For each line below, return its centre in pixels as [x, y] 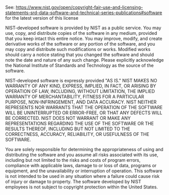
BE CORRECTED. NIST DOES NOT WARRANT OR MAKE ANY [68, 118]
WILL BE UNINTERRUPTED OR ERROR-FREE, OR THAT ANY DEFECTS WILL [84, 113]
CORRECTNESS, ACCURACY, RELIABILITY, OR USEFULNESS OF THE [77, 134]
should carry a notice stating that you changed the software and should [79, 55]
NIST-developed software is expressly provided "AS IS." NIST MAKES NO [81, 81]
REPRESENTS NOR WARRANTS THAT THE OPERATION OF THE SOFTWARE [84, 107]
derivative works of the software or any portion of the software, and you [80, 44]
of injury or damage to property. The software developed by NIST [73, 182]
